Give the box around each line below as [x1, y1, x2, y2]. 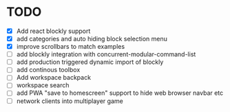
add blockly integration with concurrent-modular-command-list [16, 50, 196, 58]
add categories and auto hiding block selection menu [16, 35, 168, 43]
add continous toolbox [16, 66, 81, 74]
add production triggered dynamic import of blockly [16, 58, 164, 66]
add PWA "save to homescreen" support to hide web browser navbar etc [16, 89, 224, 97]
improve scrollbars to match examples [16, 43, 125, 51]
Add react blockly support [16, 27, 91, 35]
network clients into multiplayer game [16, 97, 123, 105]
